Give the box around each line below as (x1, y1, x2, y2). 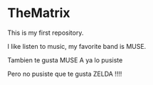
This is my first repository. (7, 28, 84, 37)
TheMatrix (7, 5, 70, 21)
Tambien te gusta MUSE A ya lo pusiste (7, 55, 123, 64)
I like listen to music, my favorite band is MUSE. (7, 42, 147, 50)
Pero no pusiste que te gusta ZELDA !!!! (7, 69, 122, 78)
